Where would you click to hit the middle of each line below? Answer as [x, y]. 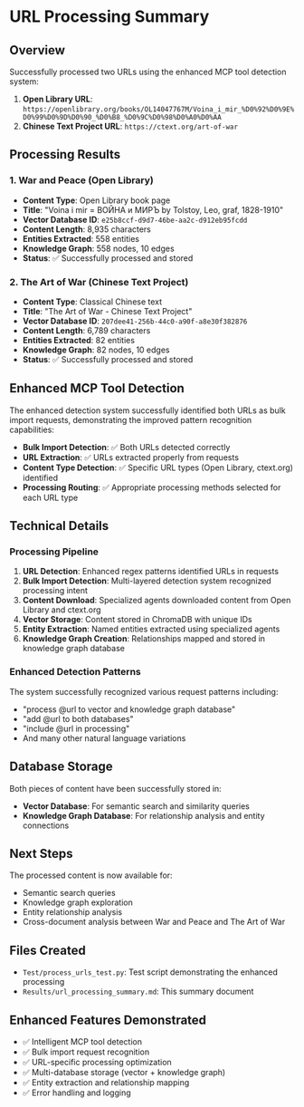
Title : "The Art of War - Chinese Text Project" [107, 311]
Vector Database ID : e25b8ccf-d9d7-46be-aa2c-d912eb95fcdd [135, 219]
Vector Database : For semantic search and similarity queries [136, 806]
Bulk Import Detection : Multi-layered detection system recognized [147, 581]
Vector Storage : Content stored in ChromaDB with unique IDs [137, 620]
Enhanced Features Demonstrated [108, 1020]
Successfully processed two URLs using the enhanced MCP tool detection [148, 72]
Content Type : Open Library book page [96, 200]
